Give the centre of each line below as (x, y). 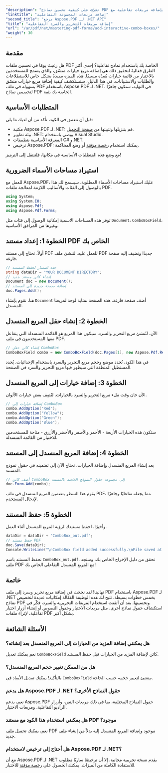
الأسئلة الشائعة (26, 629)
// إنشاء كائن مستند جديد (28, 277)
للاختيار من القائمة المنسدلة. (32, 437)
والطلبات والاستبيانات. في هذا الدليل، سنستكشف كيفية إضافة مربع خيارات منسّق (80, 81)
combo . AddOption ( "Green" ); (34, 418)
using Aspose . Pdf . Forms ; (31, 211)
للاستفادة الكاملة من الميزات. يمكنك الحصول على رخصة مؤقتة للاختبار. (71, 765)
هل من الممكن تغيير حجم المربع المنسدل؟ (51, 667)
